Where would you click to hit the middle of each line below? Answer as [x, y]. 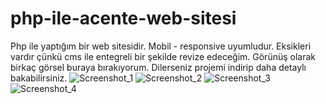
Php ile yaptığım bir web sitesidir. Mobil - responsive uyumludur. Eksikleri [161, 46]
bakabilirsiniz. [39, 78]
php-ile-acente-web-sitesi [123, 18]
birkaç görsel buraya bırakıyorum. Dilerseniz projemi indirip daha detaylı [158, 67]
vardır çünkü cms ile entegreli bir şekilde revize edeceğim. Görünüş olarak [163, 56]
